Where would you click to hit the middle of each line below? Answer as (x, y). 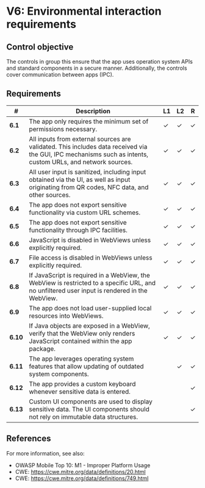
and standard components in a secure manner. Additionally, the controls (97, 68)
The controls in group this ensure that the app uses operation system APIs (100, 62)
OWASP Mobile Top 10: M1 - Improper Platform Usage (83, 465)
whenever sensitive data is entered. (80, 391)
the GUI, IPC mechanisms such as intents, (88, 154)
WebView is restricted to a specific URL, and (92, 283)
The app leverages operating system (81, 358)
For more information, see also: (45, 453)
